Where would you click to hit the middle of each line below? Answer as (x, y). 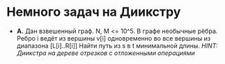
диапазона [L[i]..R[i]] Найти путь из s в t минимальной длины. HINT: (117, 45)
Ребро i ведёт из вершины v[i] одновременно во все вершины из (114, 38)
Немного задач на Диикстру (94, 12)
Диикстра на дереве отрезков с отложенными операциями (106, 53)
